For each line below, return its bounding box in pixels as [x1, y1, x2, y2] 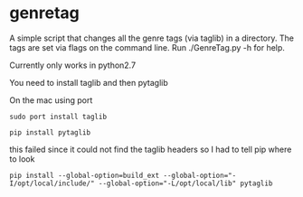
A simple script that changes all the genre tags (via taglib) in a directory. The [9, 33, 294, 43]
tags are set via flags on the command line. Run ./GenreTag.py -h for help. [9, 42, 285, 52]
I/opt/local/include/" [9, 179, 95, 188]
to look [9, 153, 35, 164]
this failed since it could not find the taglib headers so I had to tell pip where [9, 144, 292, 155]
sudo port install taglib [9, 112, 107, 121]
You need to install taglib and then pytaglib [9, 77, 169, 88]
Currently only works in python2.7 [9, 60, 137, 70]
